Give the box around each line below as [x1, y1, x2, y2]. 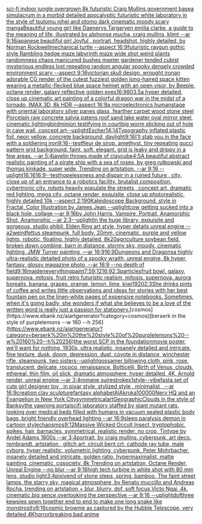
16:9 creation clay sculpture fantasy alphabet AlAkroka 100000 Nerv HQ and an [6, 389, 195, 396]
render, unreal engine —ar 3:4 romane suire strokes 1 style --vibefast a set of [6, 376, 189, 383]
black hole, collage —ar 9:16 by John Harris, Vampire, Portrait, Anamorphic [6, 210, 191, 217]
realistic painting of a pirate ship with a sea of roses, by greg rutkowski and [6, 159, 192, 166]
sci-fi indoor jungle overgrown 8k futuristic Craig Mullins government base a [6, 5, 194, 12]
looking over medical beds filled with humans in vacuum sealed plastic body [6, 408, 195, 415]
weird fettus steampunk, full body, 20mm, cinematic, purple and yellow [12, 229, 187, 236]
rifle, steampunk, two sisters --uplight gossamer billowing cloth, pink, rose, [6, 357, 189, 364]
